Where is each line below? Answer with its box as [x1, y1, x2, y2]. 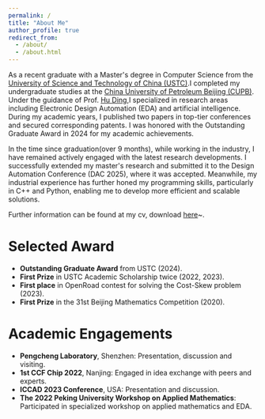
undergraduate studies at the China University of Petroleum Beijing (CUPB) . [8, 87, 255, 96]
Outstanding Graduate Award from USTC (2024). [19, 263, 183, 273]
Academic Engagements [8, 325, 172, 343]
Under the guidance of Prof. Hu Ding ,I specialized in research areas [8, 96, 229, 104]
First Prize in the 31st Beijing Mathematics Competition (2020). [19, 297, 225, 307]
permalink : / [8, 11, 51, 20]
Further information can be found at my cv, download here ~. [8, 210, 205, 219]
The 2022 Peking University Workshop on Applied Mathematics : [19, 393, 237, 402]
